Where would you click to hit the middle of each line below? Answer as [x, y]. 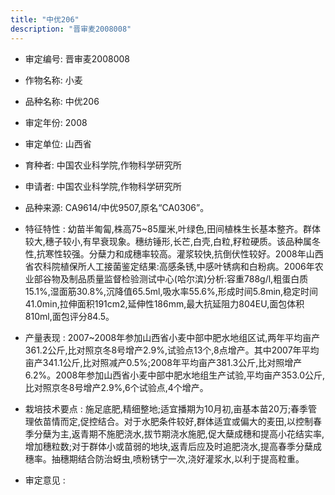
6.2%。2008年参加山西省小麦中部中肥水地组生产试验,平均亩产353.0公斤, [175, 375]
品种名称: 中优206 [62, 101]
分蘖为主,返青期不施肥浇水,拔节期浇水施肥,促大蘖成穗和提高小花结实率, [179, 433]
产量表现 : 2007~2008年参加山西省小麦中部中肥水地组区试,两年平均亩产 [172, 337]
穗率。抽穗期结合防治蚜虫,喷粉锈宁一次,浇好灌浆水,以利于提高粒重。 [164, 458]
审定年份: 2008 [56, 122]
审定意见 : [45, 480]
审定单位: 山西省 [58, 143]
